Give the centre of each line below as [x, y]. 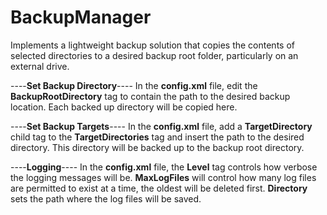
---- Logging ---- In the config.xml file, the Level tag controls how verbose [164, 167]
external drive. [40, 66]
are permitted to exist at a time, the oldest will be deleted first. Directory [159, 188]
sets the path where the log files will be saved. [106, 198]
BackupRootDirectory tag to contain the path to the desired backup [150, 96]
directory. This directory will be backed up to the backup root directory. [157, 147]
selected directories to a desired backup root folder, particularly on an [154, 55]
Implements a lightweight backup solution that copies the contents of [152, 45]
